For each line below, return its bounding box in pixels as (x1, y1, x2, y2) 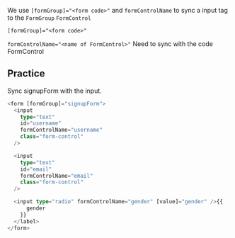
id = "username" (20, 120, 62, 127)
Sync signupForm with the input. (7, 86, 103, 95)
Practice (7, 67, 45, 80)
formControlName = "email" (20, 172, 93, 179)
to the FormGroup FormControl (7, 13, 91, 22)
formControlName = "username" (20, 127, 103, 134)
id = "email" (20, 166, 52, 173)
